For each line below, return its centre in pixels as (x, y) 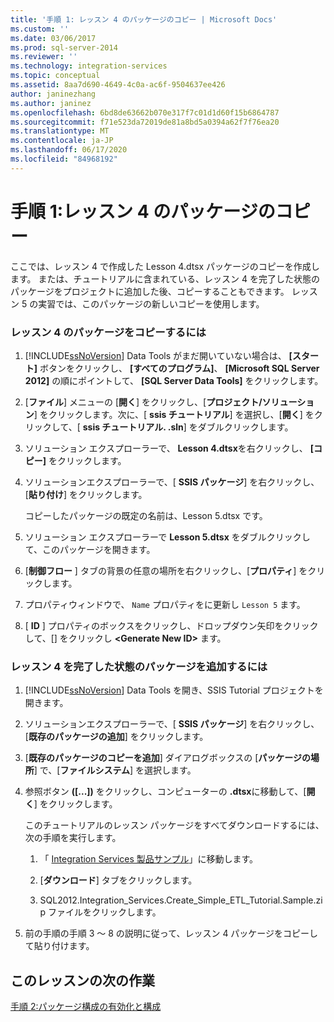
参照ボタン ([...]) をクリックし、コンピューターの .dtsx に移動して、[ (165, 792)
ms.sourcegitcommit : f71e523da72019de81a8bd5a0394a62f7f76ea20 (145, 122)
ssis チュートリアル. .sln (133, 427)
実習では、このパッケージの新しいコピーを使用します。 (151, 303)
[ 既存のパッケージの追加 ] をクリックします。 (116, 737)
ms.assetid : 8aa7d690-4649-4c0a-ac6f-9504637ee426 (118, 85)
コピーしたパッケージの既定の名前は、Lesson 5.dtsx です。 (146, 515)
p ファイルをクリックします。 (100, 912)
